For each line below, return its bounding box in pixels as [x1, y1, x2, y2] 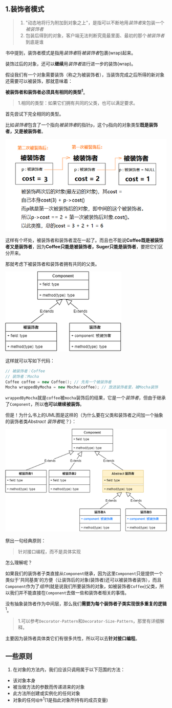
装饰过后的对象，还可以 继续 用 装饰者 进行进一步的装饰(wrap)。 [5, 61, 136, 67]
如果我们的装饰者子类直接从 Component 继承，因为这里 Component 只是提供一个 [5, 570, 163, 576]
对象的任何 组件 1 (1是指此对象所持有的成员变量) [12, 696, 109, 703]
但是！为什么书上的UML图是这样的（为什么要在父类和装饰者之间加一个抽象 [5, 412, 163, 418]
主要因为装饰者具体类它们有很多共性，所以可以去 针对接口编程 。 [5, 636, 140, 642]
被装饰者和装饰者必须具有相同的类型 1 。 [5, 88, 88, 95]
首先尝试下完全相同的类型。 [5, 111, 64, 117]
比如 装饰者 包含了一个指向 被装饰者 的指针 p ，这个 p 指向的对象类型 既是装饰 [5, 122, 158, 128]
